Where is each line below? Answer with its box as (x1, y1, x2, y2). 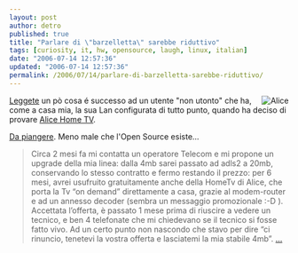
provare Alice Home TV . (9, 114, 96, 124)
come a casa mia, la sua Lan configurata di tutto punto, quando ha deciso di (9, 104, 286, 115)
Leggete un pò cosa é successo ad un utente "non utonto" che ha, (9, 95, 252, 106)
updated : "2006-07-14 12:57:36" (9, 63, 129, 72)
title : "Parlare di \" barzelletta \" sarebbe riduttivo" (9, 37, 220, 47)
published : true (9, 29, 69, 38)
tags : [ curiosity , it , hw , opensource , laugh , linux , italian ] (9, 46, 248, 55)
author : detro (9, 21, 62, 30)
